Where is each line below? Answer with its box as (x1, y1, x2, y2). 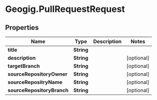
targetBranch (7, 63, 40, 69)
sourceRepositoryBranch (7, 87, 69, 94)
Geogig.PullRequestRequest (5, 3, 125, 15)
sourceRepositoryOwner (7, 71, 67, 78)
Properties (5, 23, 39, 32)
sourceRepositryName (7, 79, 62, 86)
